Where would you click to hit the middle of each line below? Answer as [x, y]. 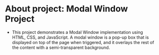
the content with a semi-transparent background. [61, 47]
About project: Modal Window [66, 9]
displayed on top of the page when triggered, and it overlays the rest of [83, 42]
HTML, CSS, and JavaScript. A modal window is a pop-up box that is [80, 37]
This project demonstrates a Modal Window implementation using [78, 32]
